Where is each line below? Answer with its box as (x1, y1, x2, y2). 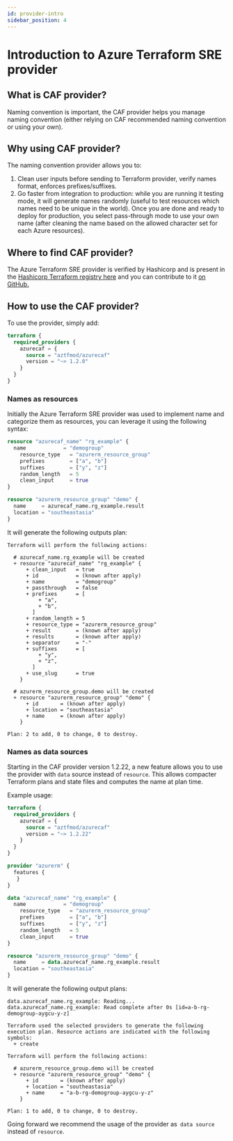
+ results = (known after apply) (25, 633, 141, 640)
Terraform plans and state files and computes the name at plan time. (7, 778, 203, 786)
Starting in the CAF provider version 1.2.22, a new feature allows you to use (7, 763, 223, 771)
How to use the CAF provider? (7, 300, 140, 312)
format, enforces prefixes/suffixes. (17, 182, 117, 190)
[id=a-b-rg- (175, 1004, 210, 1011)
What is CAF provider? (7, 89, 107, 101)
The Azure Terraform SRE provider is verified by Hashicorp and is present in (7, 266, 225, 274)
